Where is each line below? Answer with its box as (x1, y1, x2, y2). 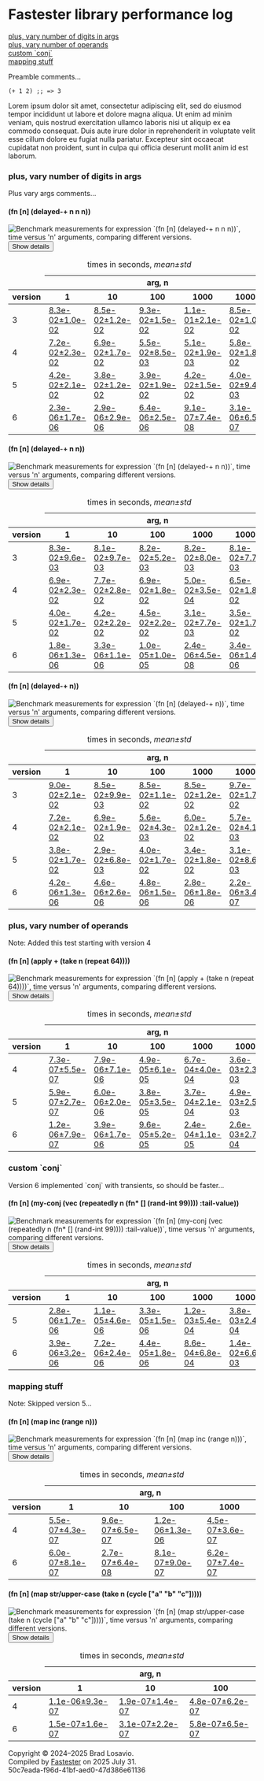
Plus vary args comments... (8, 189, 97, 198)
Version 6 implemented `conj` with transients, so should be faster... (8, 1180, 225, 1190)
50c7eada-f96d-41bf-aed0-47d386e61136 (8, 1765, 146, 1775)
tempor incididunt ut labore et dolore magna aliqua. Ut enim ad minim (8, 109, 233, 119)
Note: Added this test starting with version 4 (8, 939, 152, 948)
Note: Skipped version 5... (8, 1399, 92, 1409)
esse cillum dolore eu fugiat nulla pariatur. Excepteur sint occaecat (8, 134, 224, 143)
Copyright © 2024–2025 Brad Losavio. (8, 1748, 134, 1757)
